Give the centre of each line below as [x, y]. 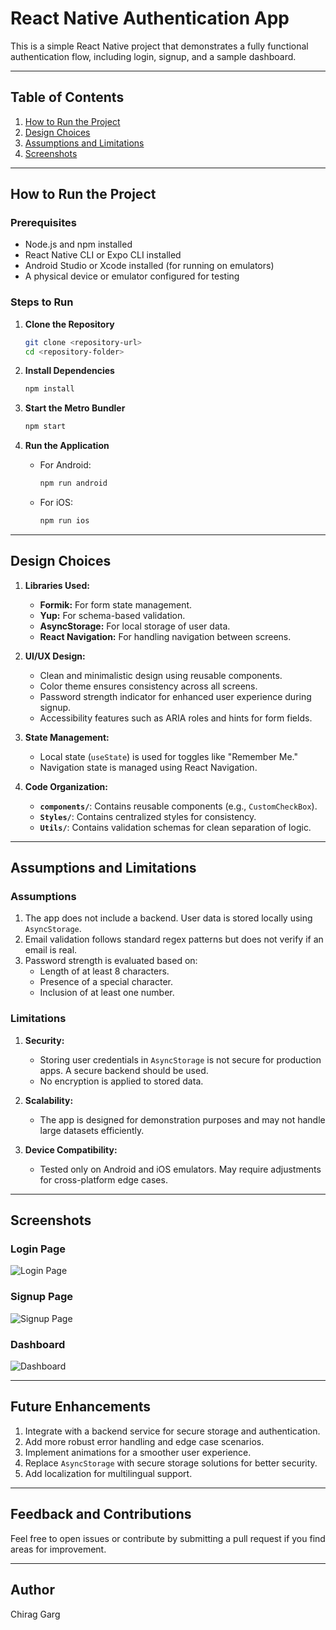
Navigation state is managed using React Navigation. [148, 767]
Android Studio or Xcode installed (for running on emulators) [149, 266]
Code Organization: [66, 786]
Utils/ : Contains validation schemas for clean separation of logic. [175, 827]
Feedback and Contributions [101, 1514]
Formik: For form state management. [116, 604]
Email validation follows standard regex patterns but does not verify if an [174, 939]
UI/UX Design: [55, 656]
